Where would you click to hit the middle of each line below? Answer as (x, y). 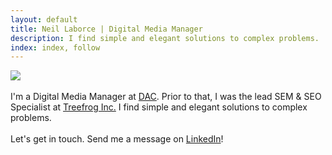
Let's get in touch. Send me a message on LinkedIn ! (117, 139)
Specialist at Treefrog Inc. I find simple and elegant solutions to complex (159, 107)
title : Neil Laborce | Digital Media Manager (106, 29)
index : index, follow (55, 47)
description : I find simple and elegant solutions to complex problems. (165, 38)
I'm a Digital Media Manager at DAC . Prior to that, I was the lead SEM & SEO (166, 97)
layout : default (44, 19)
